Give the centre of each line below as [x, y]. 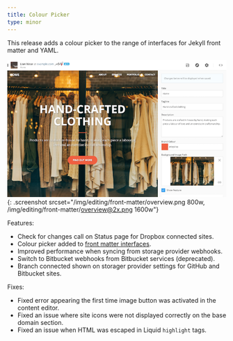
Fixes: [16, 287]
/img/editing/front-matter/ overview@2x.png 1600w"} [83, 209]
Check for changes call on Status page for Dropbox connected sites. [115, 236]
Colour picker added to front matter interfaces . [84, 244]
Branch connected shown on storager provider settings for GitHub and [119, 266]
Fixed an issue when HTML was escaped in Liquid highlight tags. [112, 330]
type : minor [24, 22]
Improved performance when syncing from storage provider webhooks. [120, 251]
